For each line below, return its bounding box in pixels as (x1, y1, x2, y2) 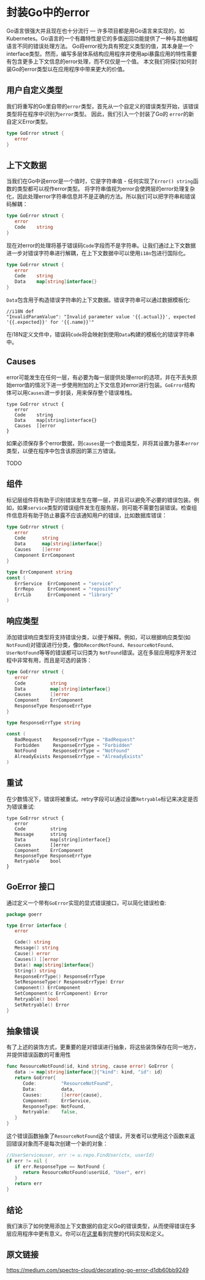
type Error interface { (6, 922, 67, 929)
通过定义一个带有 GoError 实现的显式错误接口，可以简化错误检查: (6, 899, 167, 906)
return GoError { (14, 1075, 56, 1081)
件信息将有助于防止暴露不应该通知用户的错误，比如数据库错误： (6, 512, 167, 519)
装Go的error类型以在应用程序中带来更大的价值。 (6, 65, 129, 72)
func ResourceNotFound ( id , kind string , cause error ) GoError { (6, 1063, 174, 1070)
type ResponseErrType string (6, 719, 81, 726)
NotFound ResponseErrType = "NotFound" (14, 748, 130, 754)
